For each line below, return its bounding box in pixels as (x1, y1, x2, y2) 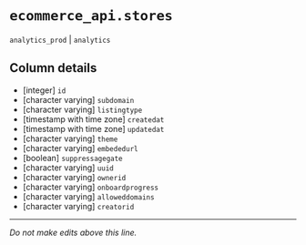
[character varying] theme (22, 133, 118, 144)
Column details (9, 60, 97, 76)
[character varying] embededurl (22, 142, 138, 153)
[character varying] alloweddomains (22, 190, 155, 202)
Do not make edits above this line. (9, 227, 138, 238)
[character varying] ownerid (22, 171, 127, 182)
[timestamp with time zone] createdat (22, 113, 165, 125)
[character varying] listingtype (22, 104, 143, 115)
